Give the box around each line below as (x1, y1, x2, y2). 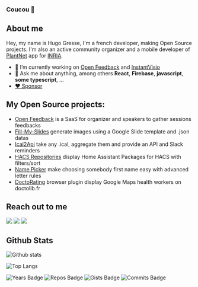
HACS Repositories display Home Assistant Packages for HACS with (14, 153, 182, 160)
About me (6, 24, 43, 34)
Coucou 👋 (6, 5, 35, 14)
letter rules (14, 172, 41, 179)
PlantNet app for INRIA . (6, 52, 63, 59)
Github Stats (6, 235, 53, 245)
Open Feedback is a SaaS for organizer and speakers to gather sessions (14, 115, 191, 122)
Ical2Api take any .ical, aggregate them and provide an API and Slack (14, 141, 184, 148)
